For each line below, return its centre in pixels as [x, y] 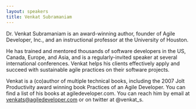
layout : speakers [27, 11]
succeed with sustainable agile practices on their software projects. [88, 69]
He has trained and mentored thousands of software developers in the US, [96, 51]
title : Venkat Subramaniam [39, 17]
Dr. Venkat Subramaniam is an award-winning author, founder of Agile [91, 33]
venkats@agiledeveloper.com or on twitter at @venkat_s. [75, 99]
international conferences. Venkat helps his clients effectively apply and [93, 63]
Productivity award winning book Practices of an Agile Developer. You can [96, 87]
